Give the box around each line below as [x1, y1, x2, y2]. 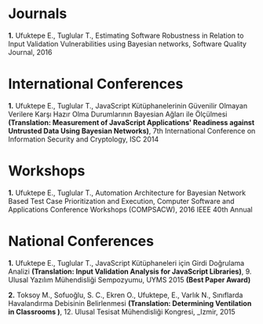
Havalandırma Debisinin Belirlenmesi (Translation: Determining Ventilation [8, 298, 252, 307]
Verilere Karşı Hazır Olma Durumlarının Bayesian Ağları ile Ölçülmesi [8, 109, 228, 119]
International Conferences [8, 75, 184, 93]
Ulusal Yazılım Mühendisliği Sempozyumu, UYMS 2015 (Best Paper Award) [8, 274, 251, 284]
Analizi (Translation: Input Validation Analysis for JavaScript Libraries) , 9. [8, 267, 252, 276]
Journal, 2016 [8, 47, 53, 57]
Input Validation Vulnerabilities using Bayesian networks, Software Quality [8, 39, 247, 48]
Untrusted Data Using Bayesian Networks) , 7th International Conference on [8, 126, 256, 135]
